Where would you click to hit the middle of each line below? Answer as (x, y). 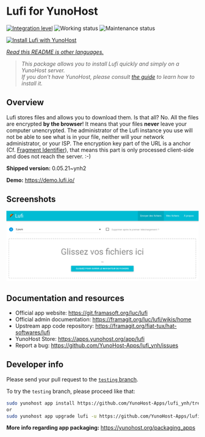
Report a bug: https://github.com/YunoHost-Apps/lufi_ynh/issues (97, 345)
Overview (25, 103)
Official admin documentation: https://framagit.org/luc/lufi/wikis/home (103, 319)
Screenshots (31, 199)
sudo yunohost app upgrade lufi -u (52, 416)
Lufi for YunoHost (52, 11)
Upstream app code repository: (55, 326)
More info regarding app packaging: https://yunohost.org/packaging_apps (101, 428)
